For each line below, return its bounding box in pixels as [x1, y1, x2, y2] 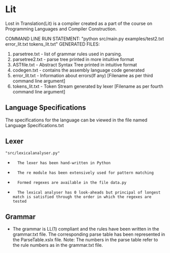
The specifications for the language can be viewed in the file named [5, 117, 148, 123]
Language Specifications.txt [5, 122, 64, 128]
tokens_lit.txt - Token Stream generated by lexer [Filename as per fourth [12, 83, 163, 89]
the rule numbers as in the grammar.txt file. [12, 242, 103, 248]
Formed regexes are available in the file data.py [17, 180, 127, 185]
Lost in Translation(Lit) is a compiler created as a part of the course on [5, 20, 153, 26]
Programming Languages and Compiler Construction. [5, 25, 117, 31]
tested [12, 199, 27, 204]
